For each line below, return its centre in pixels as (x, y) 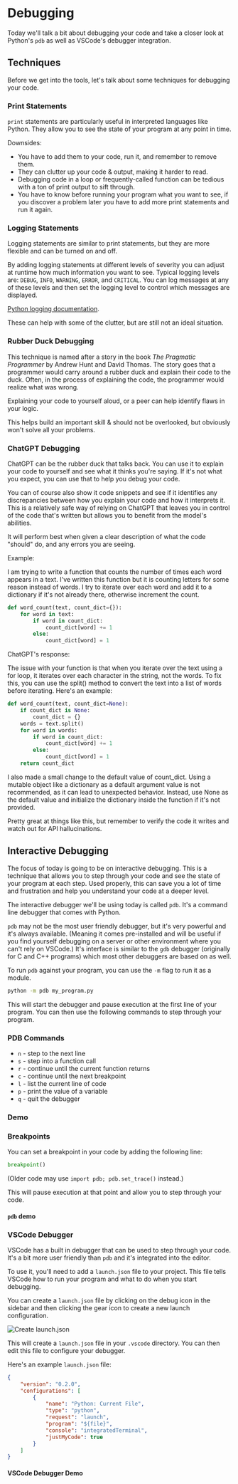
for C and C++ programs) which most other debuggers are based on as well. (119, 956)
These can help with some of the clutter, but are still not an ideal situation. (115, 323)
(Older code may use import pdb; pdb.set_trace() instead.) (96, 1179)
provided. (21, 807)
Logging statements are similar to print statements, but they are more (109, 244)
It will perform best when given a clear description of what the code (107, 536)
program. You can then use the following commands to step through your (115, 1012)
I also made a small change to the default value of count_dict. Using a (109, 777)
